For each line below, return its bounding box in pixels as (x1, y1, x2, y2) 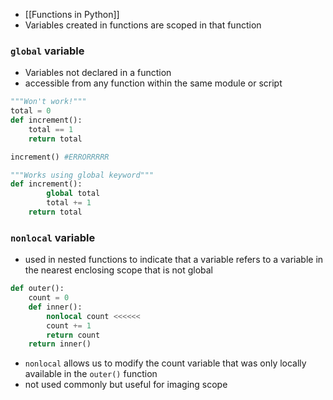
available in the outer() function (24, 368, 158, 380)
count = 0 (28, 293, 70, 303)
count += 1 (46, 320, 92, 331)
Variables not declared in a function (24, 67, 172, 79)
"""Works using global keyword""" (10, 170, 155, 180)
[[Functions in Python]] (24, 9, 120, 20)
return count (46, 330, 101, 340)
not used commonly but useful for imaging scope (24, 379, 228, 391)
